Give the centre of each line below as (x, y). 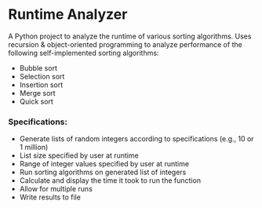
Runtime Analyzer (68, 15)
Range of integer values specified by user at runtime (104, 164)
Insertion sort (41, 85)
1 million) (34, 148)
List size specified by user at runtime (79, 155)
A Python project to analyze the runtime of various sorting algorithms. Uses (130, 36)
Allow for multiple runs (56, 189)
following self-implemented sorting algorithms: (84, 53)
